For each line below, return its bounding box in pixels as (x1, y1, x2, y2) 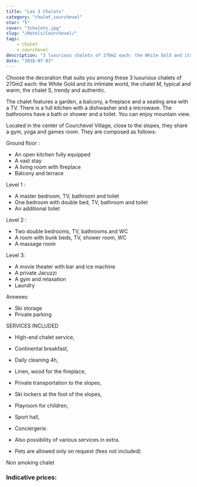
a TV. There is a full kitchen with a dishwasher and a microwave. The (6, 104, 172, 111)
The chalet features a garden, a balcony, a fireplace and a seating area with (6, 98, 189, 105)
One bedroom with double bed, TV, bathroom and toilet (14, 198, 148, 206)
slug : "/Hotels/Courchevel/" (6, 31, 77, 36)
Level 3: (6, 251, 25, 259)
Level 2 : (6, 216, 27, 224)
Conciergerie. (14, 425, 48, 432)
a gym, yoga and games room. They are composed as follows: (6, 128, 157, 135)
